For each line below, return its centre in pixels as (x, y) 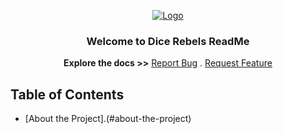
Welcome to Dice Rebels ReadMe (168, 41)
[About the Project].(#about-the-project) (108, 119)
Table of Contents (67, 94)
